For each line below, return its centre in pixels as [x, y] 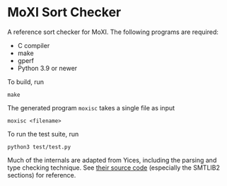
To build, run [26, 81]
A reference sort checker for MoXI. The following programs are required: [113, 32]
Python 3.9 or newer [47, 68]
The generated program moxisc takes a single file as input [91, 107]
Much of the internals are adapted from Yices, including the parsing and [112, 160]
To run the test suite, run [43, 134]
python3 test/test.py [39, 147]
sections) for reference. [42, 175]
